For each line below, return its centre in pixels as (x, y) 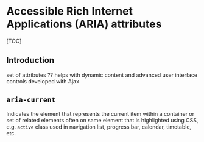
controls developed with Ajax (43, 81)
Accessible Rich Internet (69, 11)
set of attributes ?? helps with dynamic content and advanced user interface (102, 75)
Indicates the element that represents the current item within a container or (100, 113)
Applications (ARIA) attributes (84, 24)
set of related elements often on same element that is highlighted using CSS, (102, 120)
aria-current (31, 100)
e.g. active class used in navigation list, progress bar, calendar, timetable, (99, 127)
